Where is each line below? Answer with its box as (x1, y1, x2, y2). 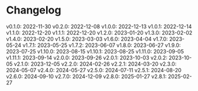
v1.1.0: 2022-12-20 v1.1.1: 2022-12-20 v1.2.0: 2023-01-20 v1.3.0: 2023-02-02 (6, 29, 193, 36)
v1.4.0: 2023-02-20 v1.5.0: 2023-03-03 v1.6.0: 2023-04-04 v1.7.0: (6, 35, 168, 42)
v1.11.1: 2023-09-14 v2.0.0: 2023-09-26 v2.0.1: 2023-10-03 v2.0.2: (6, 54, 168, 61)
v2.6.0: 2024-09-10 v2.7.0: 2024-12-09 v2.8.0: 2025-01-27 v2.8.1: (6, 73, 167, 80)
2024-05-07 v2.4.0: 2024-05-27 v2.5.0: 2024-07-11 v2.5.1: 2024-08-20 (6, 66, 182, 73)
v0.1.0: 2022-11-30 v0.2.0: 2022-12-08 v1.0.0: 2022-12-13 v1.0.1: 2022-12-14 (6, 23, 192, 30)
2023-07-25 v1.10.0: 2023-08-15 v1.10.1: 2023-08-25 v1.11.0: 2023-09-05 (6, 48, 184, 55)
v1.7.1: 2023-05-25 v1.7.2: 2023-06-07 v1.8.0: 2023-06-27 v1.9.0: (22, 42, 181, 49)
